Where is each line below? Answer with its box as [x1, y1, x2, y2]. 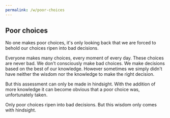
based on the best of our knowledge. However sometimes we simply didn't [5, 66, 162, 72]
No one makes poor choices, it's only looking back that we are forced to [5, 40, 156, 46]
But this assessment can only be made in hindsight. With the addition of [5, 81, 156, 87]
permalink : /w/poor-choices [5, 7, 65, 13]
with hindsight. [5, 107, 37, 113]
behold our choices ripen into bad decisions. [5, 45, 99, 51]
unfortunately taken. [5, 92, 48, 98]
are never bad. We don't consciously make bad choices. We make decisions [5, 61, 165, 67]
